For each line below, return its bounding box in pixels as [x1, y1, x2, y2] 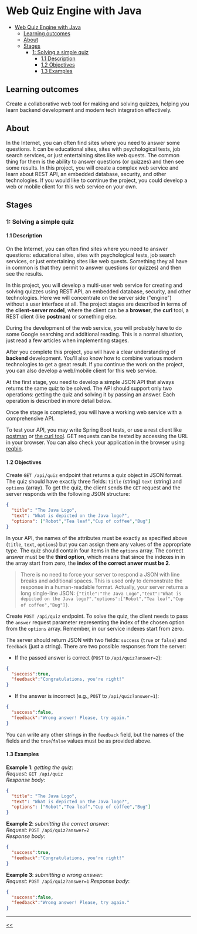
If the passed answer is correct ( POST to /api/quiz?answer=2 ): [14, 654, 162, 661]
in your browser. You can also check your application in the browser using [6, 439, 185, 446]
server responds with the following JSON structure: [6, 491, 130, 498]
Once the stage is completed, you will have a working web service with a [6, 409, 182, 416]
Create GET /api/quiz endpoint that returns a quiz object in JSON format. [6, 472, 183, 479]
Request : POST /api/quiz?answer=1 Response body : [6, 877, 130, 885]
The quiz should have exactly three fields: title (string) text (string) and [6, 478, 182, 485]
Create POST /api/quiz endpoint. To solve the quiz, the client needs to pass [6, 612, 188, 620]
